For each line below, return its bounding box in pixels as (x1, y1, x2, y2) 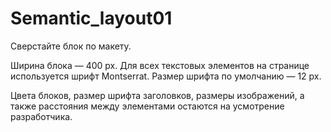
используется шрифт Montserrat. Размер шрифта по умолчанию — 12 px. (10, 70, 322, 82)
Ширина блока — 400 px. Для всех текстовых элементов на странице (10, 59, 310, 71)
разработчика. (10, 110, 73, 122)
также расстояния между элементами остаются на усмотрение (10, 100, 285, 112)
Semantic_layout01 (10, 7, 173, 30)
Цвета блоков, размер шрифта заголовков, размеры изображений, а (10, 89, 305, 101)
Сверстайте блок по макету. (10, 40, 132, 52)
